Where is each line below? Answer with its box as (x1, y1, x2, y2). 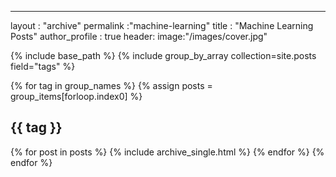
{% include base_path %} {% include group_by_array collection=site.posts (10, 50, 317, 61)
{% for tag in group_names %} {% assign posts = (10, 80, 213, 91)
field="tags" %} (10, 61, 76, 72)
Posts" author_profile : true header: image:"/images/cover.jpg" (10, 31, 268, 42)
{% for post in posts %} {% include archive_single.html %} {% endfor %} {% (10, 146, 325, 158)
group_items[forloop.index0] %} (10, 91, 143, 102)
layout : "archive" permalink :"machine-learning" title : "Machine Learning (10, 20, 314, 31)
